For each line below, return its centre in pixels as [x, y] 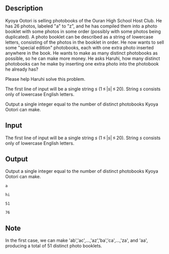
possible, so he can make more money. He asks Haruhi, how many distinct [83, 58]
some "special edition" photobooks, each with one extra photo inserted [80, 47]
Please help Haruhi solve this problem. [45, 79]
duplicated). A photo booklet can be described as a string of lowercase [79, 37]
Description [24, 8]
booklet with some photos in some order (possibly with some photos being [83, 31]
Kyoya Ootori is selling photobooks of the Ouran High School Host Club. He [84, 20]
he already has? [22, 69]
